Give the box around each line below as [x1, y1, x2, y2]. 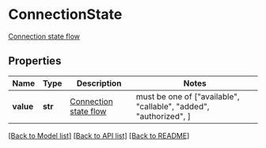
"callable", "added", [135, 101, 210, 112]
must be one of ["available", [135, 91, 240, 102]
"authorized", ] [135, 110, 192, 121]
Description [76, 77, 122, 88]
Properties [8, 54, 62, 68]
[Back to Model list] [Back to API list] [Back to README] [8, 131, 190, 140]
